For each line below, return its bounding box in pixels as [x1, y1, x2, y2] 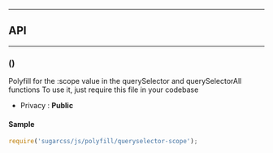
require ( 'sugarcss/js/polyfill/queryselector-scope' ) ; [8, 138, 198, 146]
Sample [8, 119, 35, 129]
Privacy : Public [19, 101, 74, 111]
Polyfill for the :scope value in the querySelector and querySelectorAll [8, 76, 242, 86]
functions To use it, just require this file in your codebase [8, 85, 199, 94]
